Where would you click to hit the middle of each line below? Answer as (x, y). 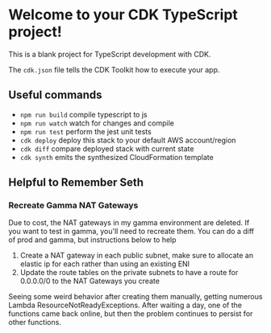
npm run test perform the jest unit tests (85, 131)
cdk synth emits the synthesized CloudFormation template (117, 157)
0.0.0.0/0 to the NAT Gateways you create (90, 281)
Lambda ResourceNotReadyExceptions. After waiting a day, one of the (125, 305)
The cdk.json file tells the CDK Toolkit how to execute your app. (114, 69)
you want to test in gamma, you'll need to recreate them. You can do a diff (131, 232)
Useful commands (55, 95)
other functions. (35, 323)
